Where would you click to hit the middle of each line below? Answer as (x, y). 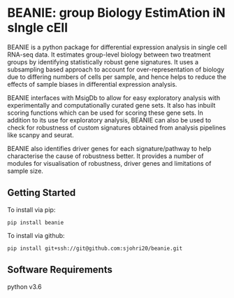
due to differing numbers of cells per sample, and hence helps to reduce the (117, 77)
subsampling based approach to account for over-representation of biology (116, 69)
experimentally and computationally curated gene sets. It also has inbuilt (111, 105)
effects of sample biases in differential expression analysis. (92, 84)
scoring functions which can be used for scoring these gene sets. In (105, 113)
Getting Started (42, 193)
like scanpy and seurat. (41, 135)
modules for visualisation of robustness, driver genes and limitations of (109, 163)
